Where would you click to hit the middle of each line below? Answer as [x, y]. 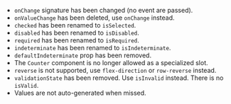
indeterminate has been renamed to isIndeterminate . [92, 48]
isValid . [26, 85]
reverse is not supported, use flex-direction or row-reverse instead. [115, 70]
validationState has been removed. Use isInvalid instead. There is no [119, 78]
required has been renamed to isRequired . [77, 40]
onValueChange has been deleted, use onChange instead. [95, 18]
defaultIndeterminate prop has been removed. [82, 55]
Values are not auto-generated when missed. [80, 93]
